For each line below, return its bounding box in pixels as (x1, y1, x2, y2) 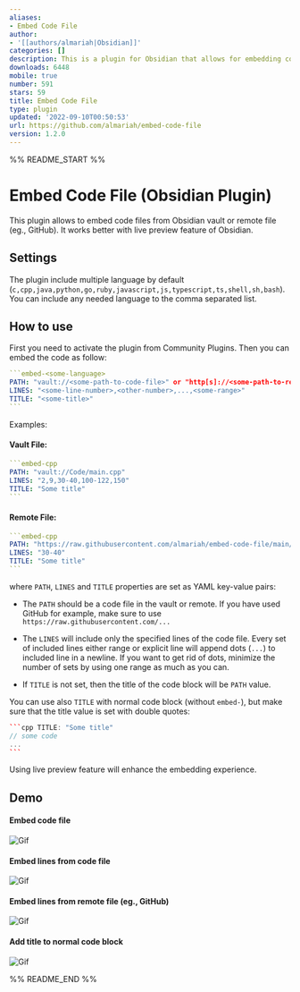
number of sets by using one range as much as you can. (21, 661, 229, 672)
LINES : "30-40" (9, 548, 66, 557)
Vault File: (9, 439, 47, 450)
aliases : (9, 13, 42, 22)
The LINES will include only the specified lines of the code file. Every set (21, 632, 287, 644)
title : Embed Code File (9, 96, 98, 106)
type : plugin (9, 105, 58, 114)
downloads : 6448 (9, 64, 70, 72)
